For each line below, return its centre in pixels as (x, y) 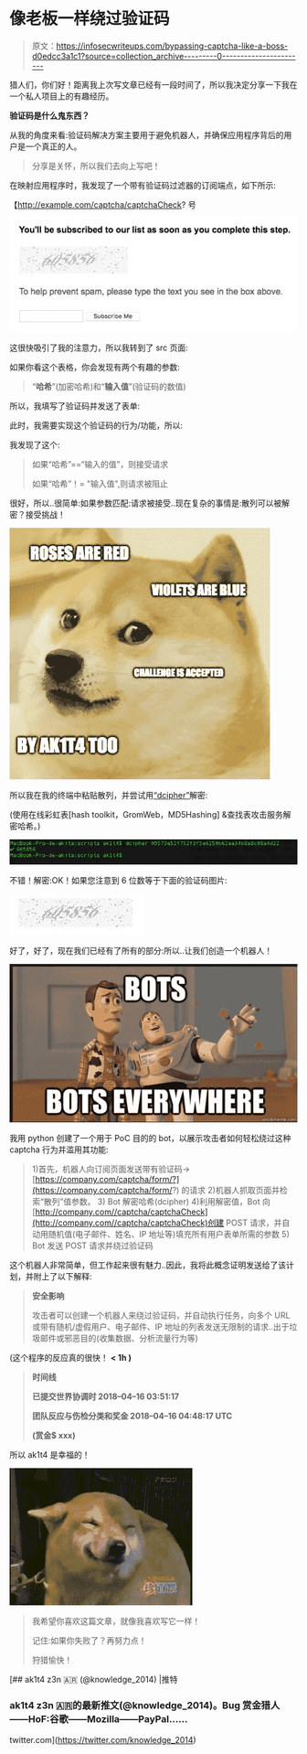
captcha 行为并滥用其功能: (59, 1150)
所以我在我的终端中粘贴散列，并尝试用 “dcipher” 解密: (109, 795)
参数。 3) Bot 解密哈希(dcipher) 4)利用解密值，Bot (166, 1202)
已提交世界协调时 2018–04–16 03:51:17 (106, 1396)
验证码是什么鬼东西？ (49, 115)
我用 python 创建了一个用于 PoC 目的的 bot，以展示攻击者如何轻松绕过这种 (150, 1139)
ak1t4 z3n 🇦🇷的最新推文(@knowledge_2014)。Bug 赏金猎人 (145, 1706)
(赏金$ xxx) (53, 1436)
